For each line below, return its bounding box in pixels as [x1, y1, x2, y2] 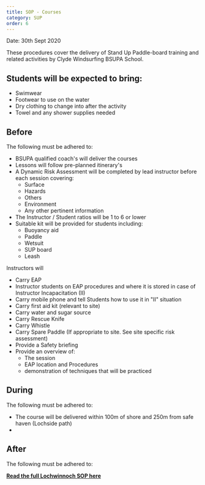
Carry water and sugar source [15, 309, 92, 316]
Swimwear [15, 89, 42, 97]
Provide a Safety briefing [15, 341, 78, 348]
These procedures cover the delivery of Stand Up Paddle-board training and [6, 49, 199, 56]
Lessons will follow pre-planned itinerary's [15, 162, 122, 168]
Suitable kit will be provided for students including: [15, 220, 143, 227]
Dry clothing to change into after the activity [15, 102, 127, 110]
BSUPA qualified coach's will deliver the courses [15, 155, 138, 162]
